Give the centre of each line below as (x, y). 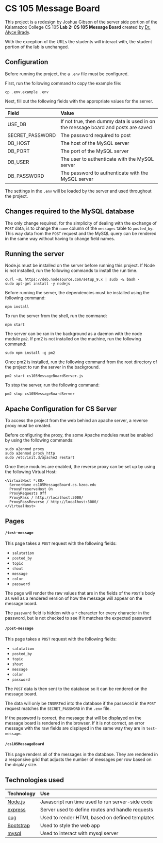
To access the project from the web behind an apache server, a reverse (76, 421)
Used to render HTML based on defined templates (98, 818)
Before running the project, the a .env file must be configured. (67, 74)
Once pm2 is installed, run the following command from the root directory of (81, 362)
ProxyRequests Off (28, 493)
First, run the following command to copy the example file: (63, 83)
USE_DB (17, 124)
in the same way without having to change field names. (60, 238)
